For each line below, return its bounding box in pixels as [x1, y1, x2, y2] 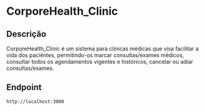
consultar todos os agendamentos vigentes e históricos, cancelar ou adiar [6, 58, 193, 65]
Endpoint [6, 82, 42, 93]
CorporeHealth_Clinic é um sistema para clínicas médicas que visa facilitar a [6, 45, 199, 52]
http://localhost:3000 [6, 98, 64, 105]
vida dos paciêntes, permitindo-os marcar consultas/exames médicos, [6, 52, 185, 59]
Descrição [6, 29, 47, 39]
